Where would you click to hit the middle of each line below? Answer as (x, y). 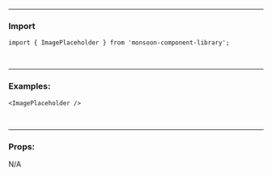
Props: (21, 146)
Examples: (30, 86)
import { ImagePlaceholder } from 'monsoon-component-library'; (119, 43)
